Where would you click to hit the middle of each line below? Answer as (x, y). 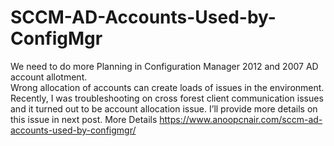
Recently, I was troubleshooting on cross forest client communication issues (167, 98)
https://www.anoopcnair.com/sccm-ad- (241, 119)
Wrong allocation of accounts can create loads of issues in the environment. (167, 87)
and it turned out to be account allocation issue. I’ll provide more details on (164, 108)
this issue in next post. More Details (84, 119)
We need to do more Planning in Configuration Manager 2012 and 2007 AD (164, 66)
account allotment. (49, 77)
